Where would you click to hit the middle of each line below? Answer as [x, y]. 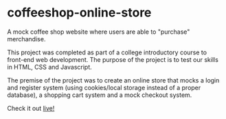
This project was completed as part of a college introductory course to [107, 52]
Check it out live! [31, 108]
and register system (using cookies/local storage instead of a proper [104, 87]
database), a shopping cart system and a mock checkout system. [100, 95]
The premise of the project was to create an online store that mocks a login [113, 80]
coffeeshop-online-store [79, 13]
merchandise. [26, 39]
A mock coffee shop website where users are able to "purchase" [99, 32]
